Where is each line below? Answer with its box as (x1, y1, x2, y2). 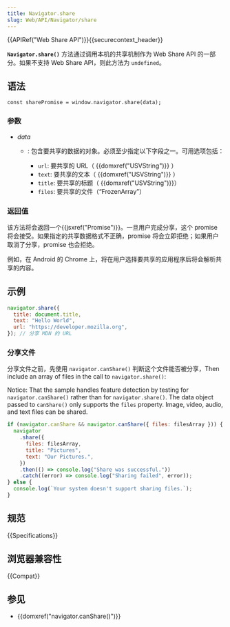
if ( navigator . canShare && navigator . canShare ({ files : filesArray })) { (7, 421, 224, 428)
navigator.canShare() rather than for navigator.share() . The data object (7, 393, 213, 401)
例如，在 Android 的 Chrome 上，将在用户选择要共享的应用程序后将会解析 (7, 255, 216, 263)
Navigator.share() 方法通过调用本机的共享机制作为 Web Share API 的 (7, 50, 204, 58)
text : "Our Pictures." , (25, 453, 94, 460)
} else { (7, 479, 32, 486)
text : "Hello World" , (13, 317, 76, 324)
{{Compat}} (7, 572, 40, 580)
